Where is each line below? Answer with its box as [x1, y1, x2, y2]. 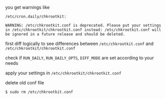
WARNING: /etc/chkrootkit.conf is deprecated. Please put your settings [5, 23, 161, 28]
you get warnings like [5, 5, 50, 10]
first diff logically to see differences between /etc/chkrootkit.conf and [5, 40, 154, 46]
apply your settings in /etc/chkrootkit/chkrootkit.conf [5, 70, 122, 76]
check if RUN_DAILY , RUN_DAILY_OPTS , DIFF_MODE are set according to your [5, 55, 154, 61]
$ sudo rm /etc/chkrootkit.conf [5, 89, 73, 94]
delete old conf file [5, 80, 44, 85]
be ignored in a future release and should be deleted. [5, 32, 125, 37]
